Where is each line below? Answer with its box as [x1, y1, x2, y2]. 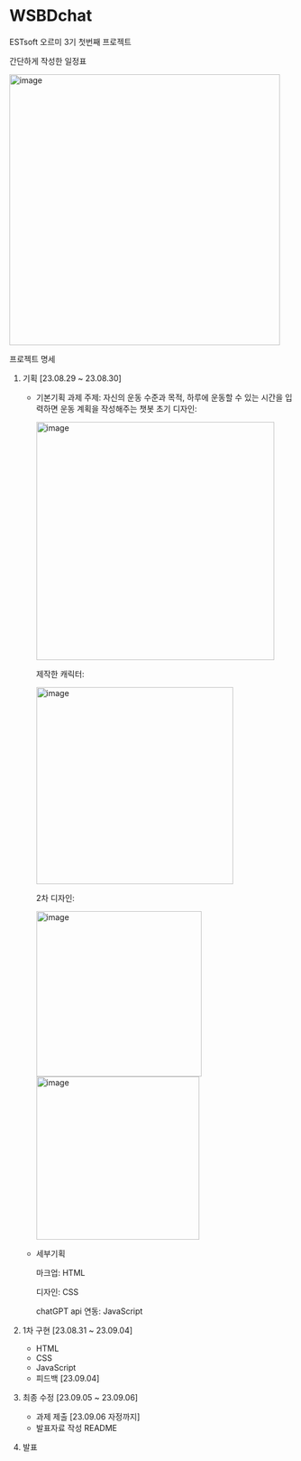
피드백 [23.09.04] [35, 1373, 100, 1383]
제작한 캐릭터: [35, 668, 85, 679]
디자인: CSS [35, 1286, 79, 1297]
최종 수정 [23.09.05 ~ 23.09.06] [22, 1391, 138, 1402]
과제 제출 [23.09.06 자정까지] [35, 1410, 141, 1422]
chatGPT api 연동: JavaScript [35, 1306, 143, 1317]
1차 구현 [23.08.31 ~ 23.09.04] [22, 1325, 133, 1335]
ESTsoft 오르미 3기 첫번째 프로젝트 [9, 36, 132, 47]
